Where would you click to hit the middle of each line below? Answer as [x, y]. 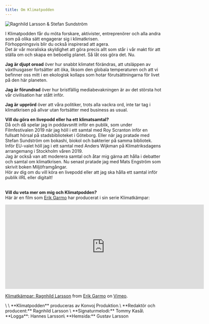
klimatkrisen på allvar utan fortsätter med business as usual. [67, 110]
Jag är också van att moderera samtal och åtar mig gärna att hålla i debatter [83, 156]
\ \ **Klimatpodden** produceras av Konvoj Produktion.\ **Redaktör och [80, 305]
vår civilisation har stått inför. [35, 95]
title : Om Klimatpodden [30, 10]
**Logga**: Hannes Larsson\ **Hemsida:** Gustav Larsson [67, 316]
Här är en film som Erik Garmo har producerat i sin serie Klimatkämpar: [77, 197]
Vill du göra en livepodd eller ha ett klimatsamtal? [57, 119]
